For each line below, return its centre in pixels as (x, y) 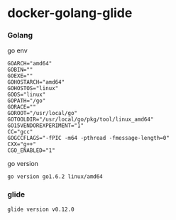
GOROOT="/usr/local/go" (43, 114)
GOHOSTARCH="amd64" (36, 82)
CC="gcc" (20, 132)
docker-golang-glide (70, 13)
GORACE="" (22, 107)
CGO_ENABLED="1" (31, 150)
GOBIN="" (20, 70)
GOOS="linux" (27, 95)
